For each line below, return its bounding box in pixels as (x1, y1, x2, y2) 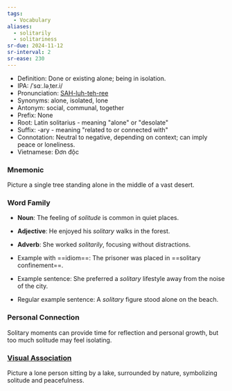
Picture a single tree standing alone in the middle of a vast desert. (7, 181, 195, 189)
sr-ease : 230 (7, 55, 45, 62)
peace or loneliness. (17, 140, 75, 149)
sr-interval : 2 (7, 49, 51, 56)
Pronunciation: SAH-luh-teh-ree (17, 89, 109, 97)
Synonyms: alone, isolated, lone (17, 96, 109, 104)
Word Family (7, 198, 51, 208)
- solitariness (13, 36, 57, 43)
